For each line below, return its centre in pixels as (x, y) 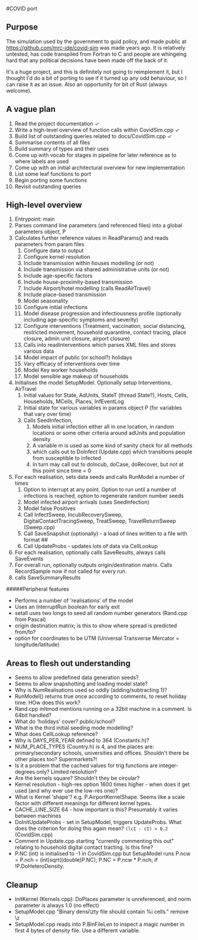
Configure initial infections (55, 307)
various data (39, 351)
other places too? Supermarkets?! (56, 759)
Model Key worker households (61, 370)
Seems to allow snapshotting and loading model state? (81, 684)
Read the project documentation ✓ (57, 123)
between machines (38, 816)
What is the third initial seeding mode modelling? (74, 728)
